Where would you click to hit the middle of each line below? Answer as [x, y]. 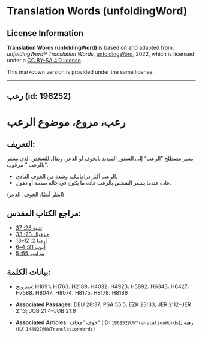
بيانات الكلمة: [29, 272]
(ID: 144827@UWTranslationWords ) [55, 329]
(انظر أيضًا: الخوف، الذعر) [36, 194]
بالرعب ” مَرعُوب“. [28, 165]
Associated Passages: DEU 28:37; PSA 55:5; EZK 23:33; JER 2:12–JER [103, 304]
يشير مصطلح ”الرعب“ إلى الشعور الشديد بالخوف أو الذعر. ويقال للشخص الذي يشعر [100, 159]
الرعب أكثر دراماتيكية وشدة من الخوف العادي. [66, 176]
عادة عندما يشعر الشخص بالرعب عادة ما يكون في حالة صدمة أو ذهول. [93, 183]
